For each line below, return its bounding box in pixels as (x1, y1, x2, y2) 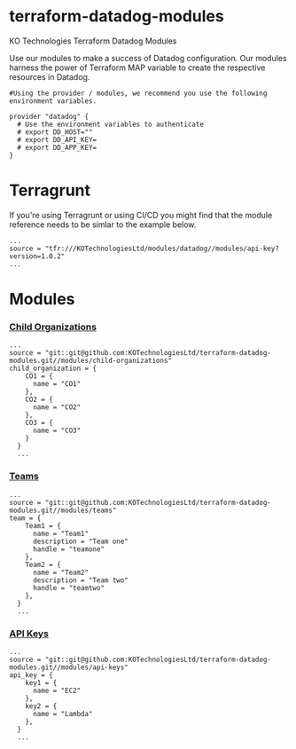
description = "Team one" (32, 537, 129, 546)
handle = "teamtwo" (32, 583, 105, 592)
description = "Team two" (32, 575, 129, 585)
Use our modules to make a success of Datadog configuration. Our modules (9, 52, 287, 63)
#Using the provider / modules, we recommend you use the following (9, 89, 268, 98)
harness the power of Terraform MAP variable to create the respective (9, 62, 266, 73)
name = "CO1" (32, 380, 82, 389)
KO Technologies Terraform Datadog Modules (9, 35, 177, 46)
